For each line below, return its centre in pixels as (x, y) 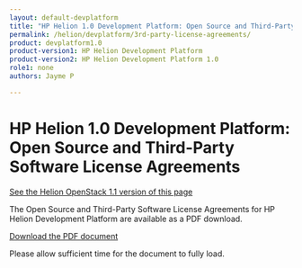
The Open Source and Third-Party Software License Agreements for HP (142, 209)
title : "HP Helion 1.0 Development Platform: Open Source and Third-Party (152, 26)
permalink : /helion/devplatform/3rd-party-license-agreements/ (130, 34)
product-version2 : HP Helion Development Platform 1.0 (114, 59)
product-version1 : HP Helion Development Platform (106, 51)
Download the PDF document (64, 236)
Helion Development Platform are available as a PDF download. (126, 219)
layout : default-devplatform (64, 18)
